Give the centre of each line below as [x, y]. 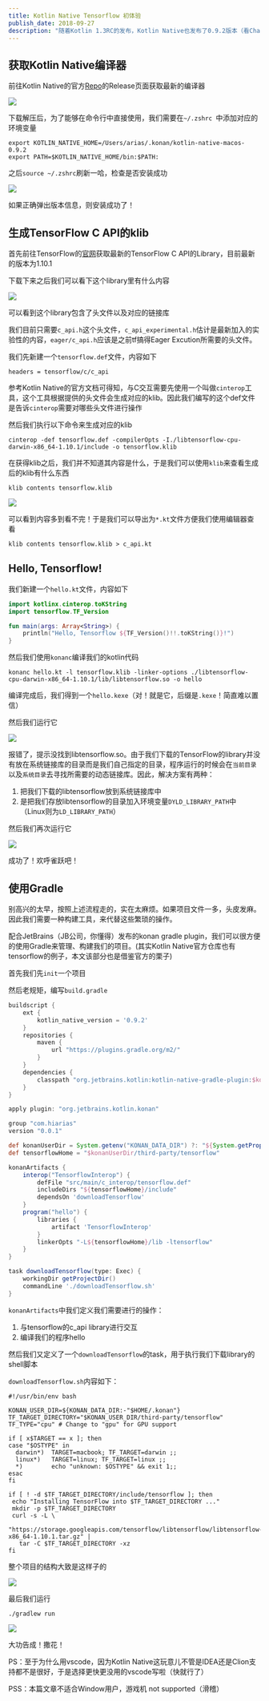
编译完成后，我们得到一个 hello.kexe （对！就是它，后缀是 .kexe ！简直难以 [130, 695]
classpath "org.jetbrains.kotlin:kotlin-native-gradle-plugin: [145, 1080]
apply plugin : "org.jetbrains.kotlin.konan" [84, 1109]
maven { [50, 1042]
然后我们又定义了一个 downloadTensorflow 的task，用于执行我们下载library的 [132, 1354]
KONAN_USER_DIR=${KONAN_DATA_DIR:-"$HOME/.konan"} [94, 1410]
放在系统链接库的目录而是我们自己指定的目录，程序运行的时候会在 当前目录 [136, 764]
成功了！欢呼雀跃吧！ [43, 861]
